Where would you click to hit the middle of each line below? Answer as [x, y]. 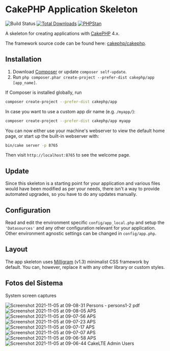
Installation [23, 59]
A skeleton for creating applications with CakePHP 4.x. [62, 33]
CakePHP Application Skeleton [72, 9]
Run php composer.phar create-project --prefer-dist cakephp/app [83, 77]
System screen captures [31, 295]
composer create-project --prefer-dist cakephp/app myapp [68, 121]
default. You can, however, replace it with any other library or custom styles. [85, 267]
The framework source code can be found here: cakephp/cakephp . [76, 43]
